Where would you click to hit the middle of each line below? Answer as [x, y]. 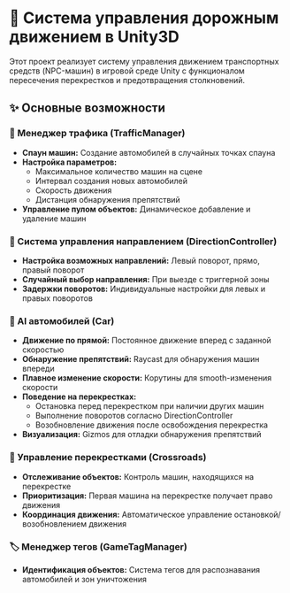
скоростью [43, 350]
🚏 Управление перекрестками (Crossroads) [108, 458]
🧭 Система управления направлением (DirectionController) [143, 241]
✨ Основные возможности [88, 108]
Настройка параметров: [69, 162]
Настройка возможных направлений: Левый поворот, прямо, [141, 260]
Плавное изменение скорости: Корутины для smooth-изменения [147, 378]
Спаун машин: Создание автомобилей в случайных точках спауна [149, 152]
